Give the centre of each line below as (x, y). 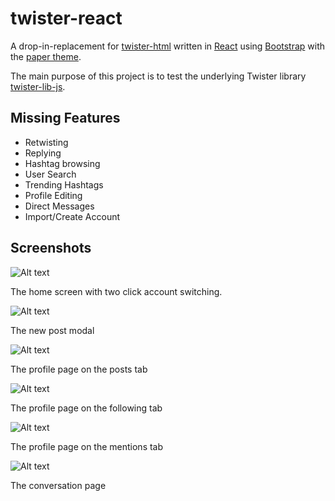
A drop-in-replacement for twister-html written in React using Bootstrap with (168, 46)
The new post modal (52, 330)
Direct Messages (59, 206)
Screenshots (51, 248)
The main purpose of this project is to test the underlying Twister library (158, 76)
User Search (50, 174)
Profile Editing (53, 195)
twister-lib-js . (38, 86)
